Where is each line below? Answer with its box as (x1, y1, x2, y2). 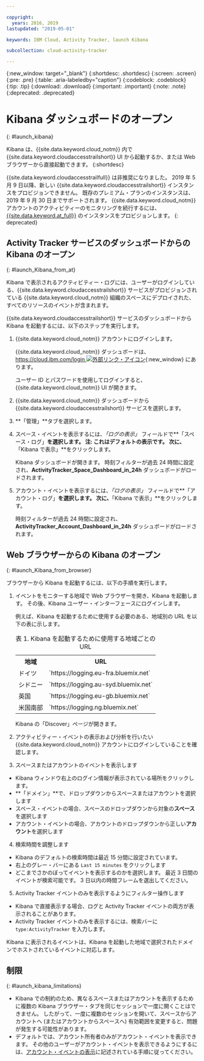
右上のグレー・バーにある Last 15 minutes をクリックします (15, 861, 166, 868)
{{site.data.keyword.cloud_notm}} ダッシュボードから (15, 397, 150, 404)
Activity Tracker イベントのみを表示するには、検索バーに (15, 918, 158, 925)
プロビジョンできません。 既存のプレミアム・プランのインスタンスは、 (16, 189, 194, 196)
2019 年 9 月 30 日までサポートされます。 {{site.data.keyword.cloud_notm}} (6, 196, 196, 204)
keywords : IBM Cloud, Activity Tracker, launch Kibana (6, 37, 149, 43)
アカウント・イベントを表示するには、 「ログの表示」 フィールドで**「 (15, 486, 191, 494)
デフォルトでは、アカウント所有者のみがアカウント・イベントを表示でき (15, 1032, 197, 1040)
